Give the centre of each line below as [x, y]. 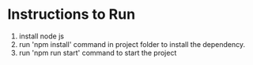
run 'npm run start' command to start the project [98, 52]
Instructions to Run [72, 14]
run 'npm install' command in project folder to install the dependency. [132, 44]
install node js [42, 36]
